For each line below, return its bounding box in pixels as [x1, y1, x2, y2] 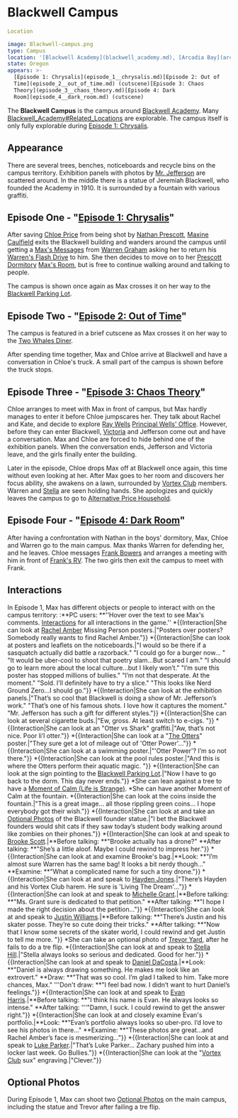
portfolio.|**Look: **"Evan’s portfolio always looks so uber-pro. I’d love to [7, 1018, 223, 1026]
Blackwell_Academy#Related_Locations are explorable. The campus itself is [7, 114, 229, 122]
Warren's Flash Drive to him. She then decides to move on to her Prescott [7, 253, 222, 261]
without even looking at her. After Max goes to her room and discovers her [7, 471, 225, 479]
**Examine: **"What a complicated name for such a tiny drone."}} [7, 867, 201, 876]
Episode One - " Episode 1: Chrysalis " [7, 211, 175, 224]
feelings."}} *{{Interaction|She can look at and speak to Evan [7, 988, 186, 997]
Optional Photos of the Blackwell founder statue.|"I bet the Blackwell [7, 814, 207, 823]
